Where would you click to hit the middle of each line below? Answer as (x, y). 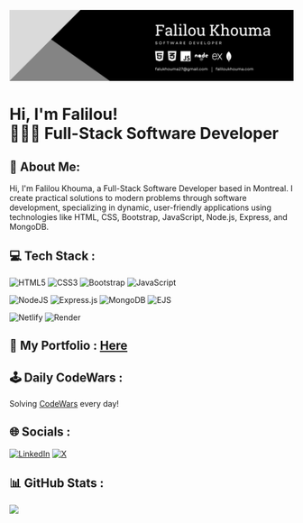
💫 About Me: (45, 166)
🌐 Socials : (40, 432)
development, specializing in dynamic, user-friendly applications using (141, 207)
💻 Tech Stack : (53, 257)
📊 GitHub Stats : (57, 483)
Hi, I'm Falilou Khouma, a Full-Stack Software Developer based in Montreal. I (151, 188)
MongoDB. (29, 227)
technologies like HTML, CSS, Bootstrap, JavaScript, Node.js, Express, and (149, 217)
